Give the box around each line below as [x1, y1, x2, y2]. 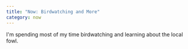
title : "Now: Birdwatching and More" [6, 8, 100, 15]
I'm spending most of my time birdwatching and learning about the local [6, 30, 183, 38]
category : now [6, 14, 42, 20]
